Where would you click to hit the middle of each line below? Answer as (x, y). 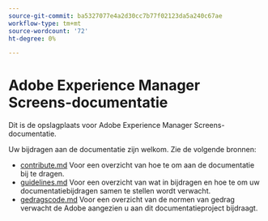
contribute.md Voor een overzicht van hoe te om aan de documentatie (137, 165)
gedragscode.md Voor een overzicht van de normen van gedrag (127, 200)
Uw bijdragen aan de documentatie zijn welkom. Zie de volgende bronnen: (132, 150)
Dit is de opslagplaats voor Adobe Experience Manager (100, 125)
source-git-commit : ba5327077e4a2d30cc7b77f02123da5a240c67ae (115, 16)
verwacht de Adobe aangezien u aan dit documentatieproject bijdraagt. (139, 208)
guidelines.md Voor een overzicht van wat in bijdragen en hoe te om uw (140, 182)
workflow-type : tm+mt (45, 23)
